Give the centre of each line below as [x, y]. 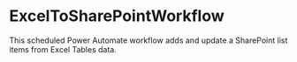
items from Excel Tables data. [63, 49]
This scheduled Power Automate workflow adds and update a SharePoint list [148, 40]
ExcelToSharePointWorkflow [117, 16]
